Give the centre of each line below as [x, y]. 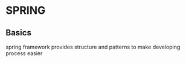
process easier [24, 53]
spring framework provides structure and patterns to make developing [93, 47]
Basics [18, 33]
